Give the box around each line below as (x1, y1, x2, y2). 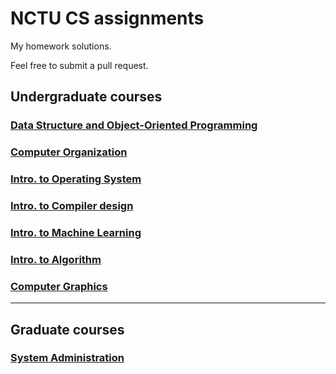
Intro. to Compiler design (10, 199, 134, 213)
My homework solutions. (10, 40, 112, 52)
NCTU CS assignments (10, 7, 205, 30)
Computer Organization (10, 145, 128, 159)
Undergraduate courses (10, 88, 163, 106)
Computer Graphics (10, 279, 108, 293)
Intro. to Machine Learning (10, 225, 142, 239)
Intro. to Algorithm (10, 252, 102, 266)
